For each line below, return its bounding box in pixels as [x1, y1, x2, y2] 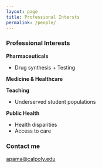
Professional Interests [6, 39, 70, 47]
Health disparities [14, 121, 57, 128]
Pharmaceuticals [6, 52, 49, 60]
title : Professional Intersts [6, 14, 80, 20]
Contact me [6, 142, 40, 150]
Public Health [6, 110, 40, 117]
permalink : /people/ [6, 19, 57, 25]
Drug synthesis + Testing [14, 64, 76, 71]
